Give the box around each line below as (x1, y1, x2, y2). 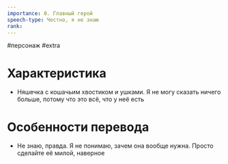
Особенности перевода (7, 119, 149, 135)
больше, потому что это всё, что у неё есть (16, 95, 145, 103)
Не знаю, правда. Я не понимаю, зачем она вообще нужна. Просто (16, 141, 214, 150)
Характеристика (7, 66, 107, 81)
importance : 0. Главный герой (7, 10, 94, 17)
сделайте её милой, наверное (16, 149, 105, 157)
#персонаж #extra (7, 42, 60, 50)
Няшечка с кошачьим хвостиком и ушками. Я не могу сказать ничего (16, 88, 221, 96)
